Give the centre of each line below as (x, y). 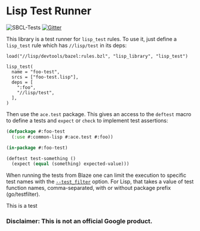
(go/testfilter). (23, 194)
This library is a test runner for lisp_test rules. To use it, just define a (92, 39)
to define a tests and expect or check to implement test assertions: (87, 120)
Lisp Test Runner (49, 11)
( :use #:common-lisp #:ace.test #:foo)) (62, 137)
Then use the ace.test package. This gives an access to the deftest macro (99, 114)
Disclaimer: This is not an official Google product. (79, 221)
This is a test (22, 206)
